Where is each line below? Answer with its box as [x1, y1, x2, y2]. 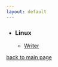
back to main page [6, 53, 53, 60]
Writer [23, 42, 39, 49]
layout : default [6, 8, 47, 15]
